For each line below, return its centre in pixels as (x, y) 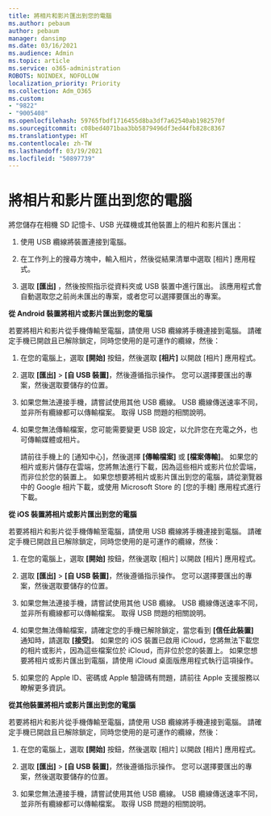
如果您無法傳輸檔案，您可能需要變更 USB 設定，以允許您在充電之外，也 (139, 429)
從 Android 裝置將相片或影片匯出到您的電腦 (81, 314)
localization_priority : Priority (65, 83)
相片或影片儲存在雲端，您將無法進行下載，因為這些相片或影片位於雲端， (140, 467)
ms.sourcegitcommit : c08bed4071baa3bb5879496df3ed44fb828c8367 (117, 128)
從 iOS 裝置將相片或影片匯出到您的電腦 (73, 514)
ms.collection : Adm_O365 (50, 91)
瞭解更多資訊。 (45, 688)
